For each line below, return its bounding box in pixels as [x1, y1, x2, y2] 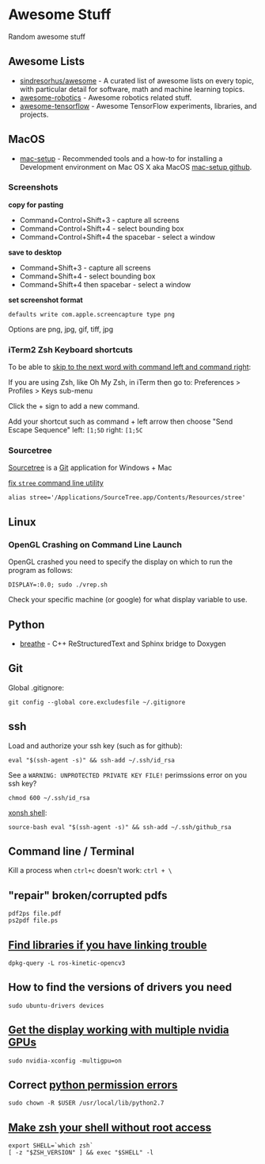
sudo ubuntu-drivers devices [8, 1001, 104, 1009]
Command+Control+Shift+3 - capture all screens [19, 215, 180, 225]
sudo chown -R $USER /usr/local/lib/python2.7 [8, 1099, 165, 1108]
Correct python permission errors [8, 1078, 178, 1092]
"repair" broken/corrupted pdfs [8, 889, 168, 902]
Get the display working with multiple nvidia [8, 1024, 229, 1037]
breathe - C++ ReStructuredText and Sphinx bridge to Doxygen [19, 639, 227, 648]
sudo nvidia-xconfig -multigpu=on [8, 1057, 123, 1065]
